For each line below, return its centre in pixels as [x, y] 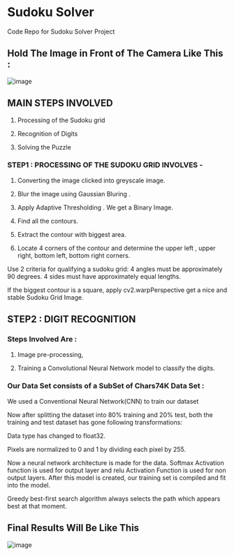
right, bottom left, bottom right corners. [74, 255]
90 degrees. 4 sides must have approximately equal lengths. [94, 276]
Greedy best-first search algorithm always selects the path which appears [114, 498]
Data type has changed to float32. [57, 436]
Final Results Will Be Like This [73, 528]
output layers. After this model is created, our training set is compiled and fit [117, 477]
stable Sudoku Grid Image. [45, 297]
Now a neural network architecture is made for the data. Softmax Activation [116, 462]
